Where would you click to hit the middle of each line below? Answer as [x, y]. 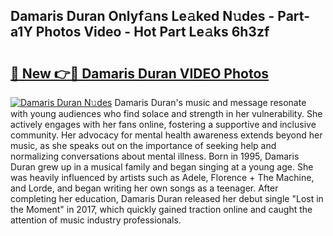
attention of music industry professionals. [96, 220]
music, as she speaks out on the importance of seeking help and [143, 145]
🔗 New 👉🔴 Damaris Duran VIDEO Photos [140, 73]
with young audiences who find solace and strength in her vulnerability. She [166, 113]
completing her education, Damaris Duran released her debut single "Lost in [167, 198]
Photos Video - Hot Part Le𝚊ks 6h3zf [152, 32]
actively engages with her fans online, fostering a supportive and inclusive [163, 124]
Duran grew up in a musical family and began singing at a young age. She [162, 167]
